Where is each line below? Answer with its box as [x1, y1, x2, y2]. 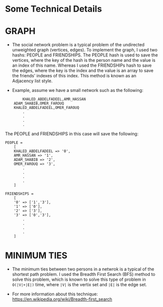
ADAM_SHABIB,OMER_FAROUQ [14, 101, 64, 106]
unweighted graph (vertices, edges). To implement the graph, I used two [12, 47, 158, 53]
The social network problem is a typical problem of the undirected [12, 42, 145, 48]
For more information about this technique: [12, 291, 98, 297]
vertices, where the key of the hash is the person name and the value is [12, 57, 156, 63]
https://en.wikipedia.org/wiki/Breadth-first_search [12, 296, 112, 302]
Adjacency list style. [12, 78, 53, 84]
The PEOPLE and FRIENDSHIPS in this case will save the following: [5, 131, 139, 137]
